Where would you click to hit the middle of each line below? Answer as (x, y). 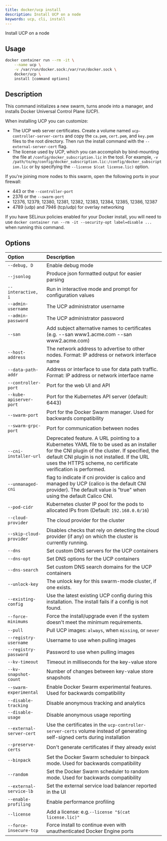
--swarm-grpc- (24, 426)
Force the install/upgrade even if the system (98, 616)
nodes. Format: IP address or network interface (101, 355)
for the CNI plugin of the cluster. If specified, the (103, 451)
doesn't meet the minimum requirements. (94, 622)
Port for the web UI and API (78, 385)
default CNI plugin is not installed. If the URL (98, 457)
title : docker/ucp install (33, 10)
